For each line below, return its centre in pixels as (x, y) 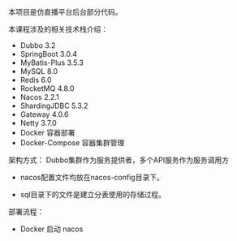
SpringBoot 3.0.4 (49, 54)
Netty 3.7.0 (38, 123)
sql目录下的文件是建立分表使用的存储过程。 (93, 194)
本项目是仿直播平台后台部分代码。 (65, 12)
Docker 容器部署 (47, 133)
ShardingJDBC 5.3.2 (54, 105)
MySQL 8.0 (39, 71)
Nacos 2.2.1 (39, 97)
